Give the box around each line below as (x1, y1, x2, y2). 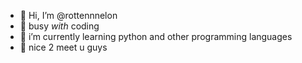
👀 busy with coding (19, 20, 100, 32)
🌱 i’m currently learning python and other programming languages (19, 31, 293, 42)
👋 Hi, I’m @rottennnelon (19, 10, 118, 21)
